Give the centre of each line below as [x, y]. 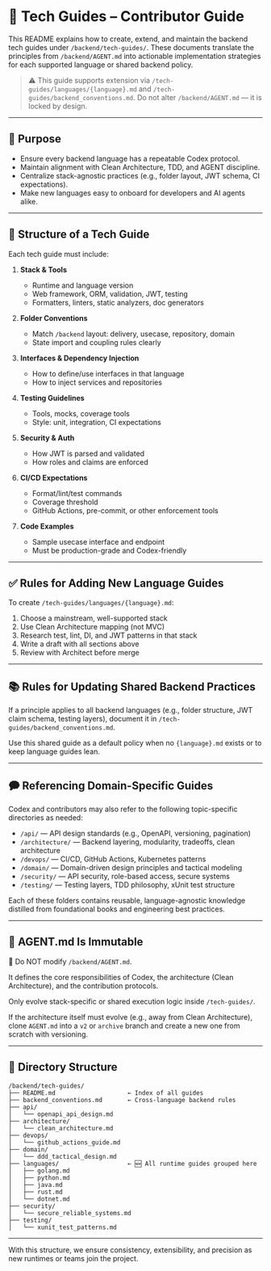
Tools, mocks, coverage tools [81, 413]
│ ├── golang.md [39, 1171]
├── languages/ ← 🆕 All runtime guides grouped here [133, 1164]
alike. [29, 201]
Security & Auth [47, 438]
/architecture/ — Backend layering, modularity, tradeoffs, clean [127, 842]
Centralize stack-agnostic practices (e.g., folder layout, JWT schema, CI [140, 175]
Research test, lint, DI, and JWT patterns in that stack [108, 635]
